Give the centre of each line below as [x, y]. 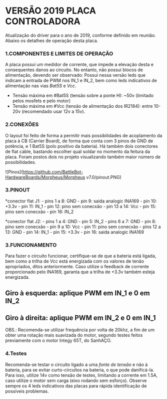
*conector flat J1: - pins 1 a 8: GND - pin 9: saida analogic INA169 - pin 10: [81, 201]
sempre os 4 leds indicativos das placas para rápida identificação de [76, 385]
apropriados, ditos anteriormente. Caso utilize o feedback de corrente [77, 267]
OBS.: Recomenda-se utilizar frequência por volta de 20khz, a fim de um [80, 330]
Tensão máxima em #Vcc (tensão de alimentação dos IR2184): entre [82, 106]
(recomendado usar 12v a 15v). [53, 112]
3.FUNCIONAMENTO [31, 245]
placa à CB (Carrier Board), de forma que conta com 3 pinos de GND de [79, 141]
